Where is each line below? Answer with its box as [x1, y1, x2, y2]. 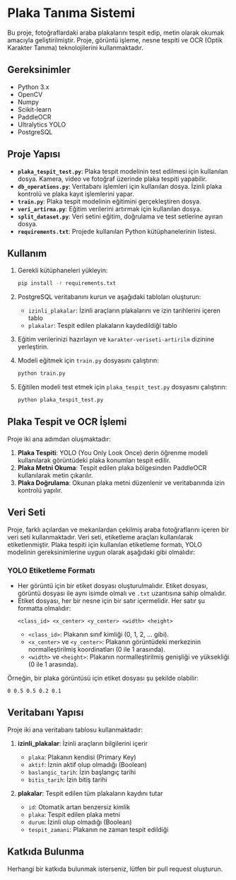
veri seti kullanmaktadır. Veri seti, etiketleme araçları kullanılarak [7, 532, 194, 541]
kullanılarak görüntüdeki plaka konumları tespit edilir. [17, 456, 171, 464]
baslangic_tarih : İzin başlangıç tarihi [28, 768, 136, 776]
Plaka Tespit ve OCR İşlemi [7, 416, 127, 428]
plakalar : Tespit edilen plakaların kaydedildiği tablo [28, 322, 178, 330]
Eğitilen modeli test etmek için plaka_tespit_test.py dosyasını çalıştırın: [17, 383, 228, 392]
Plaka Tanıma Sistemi [7, 5, 136, 21]
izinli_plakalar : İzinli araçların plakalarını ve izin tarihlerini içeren [28, 306, 221, 315]
